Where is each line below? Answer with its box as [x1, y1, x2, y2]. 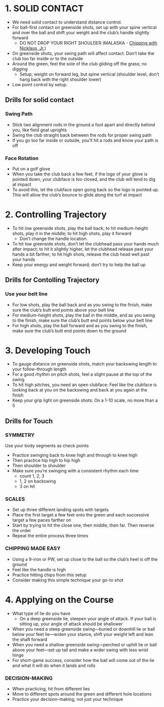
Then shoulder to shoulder [12, 463, 66, 468]
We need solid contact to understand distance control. [12, 19, 122, 25]
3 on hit [19, 484, 35, 489]
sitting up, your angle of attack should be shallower [19, 621, 123, 627]
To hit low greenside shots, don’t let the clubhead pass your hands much [12, 241, 159, 246]
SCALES [5, 496, 25, 503]
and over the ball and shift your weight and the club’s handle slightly [12, 29, 150, 35]
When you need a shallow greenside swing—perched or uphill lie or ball [12, 641, 157, 647]
